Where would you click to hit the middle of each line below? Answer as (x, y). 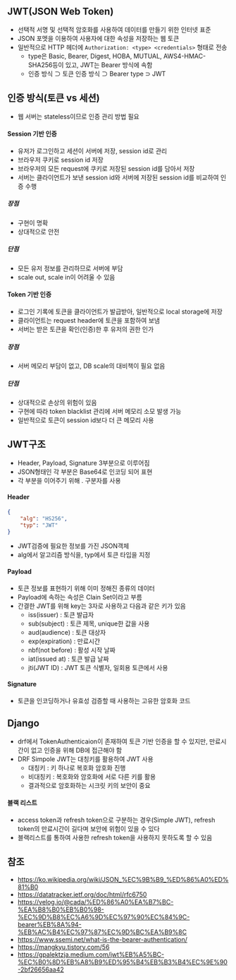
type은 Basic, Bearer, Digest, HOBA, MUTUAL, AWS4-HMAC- (117, 56)
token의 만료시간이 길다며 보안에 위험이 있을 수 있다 (88, 828)
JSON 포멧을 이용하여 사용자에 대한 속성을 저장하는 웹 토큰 (98, 38)
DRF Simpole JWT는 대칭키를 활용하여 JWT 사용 (85, 759)
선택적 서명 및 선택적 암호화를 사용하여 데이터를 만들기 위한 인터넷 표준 (114, 29)
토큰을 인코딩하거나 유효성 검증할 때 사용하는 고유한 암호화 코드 (104, 700)
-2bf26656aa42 (41, 969)
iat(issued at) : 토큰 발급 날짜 (68, 659)
